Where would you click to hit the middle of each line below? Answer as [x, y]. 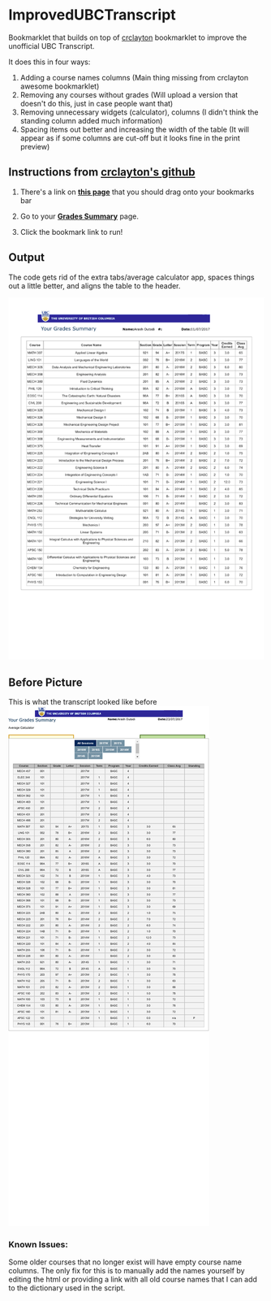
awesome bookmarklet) [60, 86]
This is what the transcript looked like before [83, 702]
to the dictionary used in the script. [67, 1288]
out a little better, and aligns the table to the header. [95, 285]
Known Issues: [39, 1245]
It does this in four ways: [49, 62]
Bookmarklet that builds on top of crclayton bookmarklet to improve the [128, 37]
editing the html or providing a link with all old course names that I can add [133, 1279]
